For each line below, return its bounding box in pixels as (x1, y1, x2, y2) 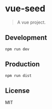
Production (5, 60, 40, 69)
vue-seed (5, 3, 46, 14)
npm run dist (5, 73, 32, 78)
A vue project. (17, 19, 46, 25)
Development (5, 34, 48, 42)
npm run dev (5, 46, 29, 52)
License (5, 86, 30, 95)
